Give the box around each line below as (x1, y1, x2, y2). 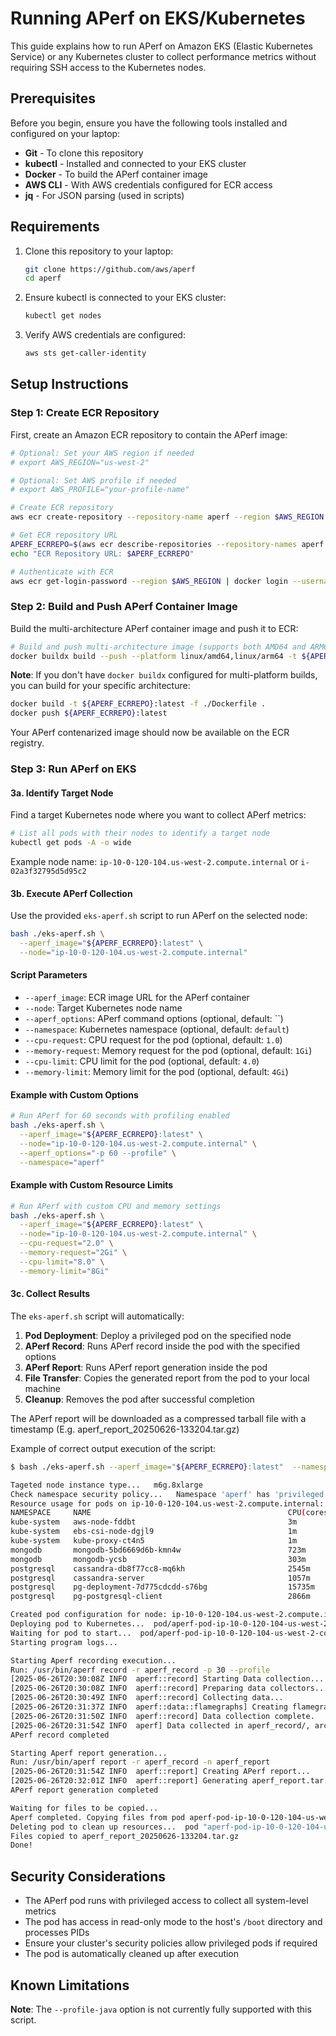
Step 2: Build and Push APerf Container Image (10, 600, 238, 614)
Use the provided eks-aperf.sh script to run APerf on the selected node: (10, 910, 308, 922)
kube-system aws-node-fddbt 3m (10, 1517, 298, 1527)
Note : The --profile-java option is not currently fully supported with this (10, 2003, 312, 2015)
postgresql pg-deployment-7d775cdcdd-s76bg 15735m (10, 1582, 315, 1592)
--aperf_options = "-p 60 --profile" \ (19, 1148, 177, 1158)
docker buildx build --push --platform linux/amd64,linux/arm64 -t (10, 651, 298, 661)
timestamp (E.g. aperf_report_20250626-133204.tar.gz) (10, 1423, 240, 1435)
